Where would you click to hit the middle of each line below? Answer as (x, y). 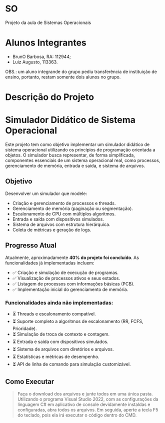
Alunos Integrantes (46, 43)
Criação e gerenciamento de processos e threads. (64, 203)
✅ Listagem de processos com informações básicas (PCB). (73, 283)
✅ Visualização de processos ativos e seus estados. (66, 278)
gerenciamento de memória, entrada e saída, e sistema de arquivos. (75, 166)
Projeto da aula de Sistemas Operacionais (48, 22)
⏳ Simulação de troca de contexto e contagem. (61, 334)
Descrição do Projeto (49, 97)
